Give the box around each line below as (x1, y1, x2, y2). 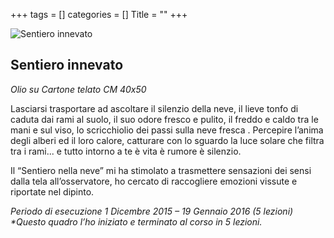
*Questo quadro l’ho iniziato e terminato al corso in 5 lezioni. (10, 215, 263, 228)
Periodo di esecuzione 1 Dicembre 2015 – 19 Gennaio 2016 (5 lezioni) (10, 205, 294, 217)
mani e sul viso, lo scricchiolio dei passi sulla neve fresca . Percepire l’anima (10, 124, 324, 136)
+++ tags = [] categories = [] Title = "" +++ (10, 9, 188, 20)
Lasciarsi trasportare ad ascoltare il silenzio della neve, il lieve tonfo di (10, 102, 299, 114)
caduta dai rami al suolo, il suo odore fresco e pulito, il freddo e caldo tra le (10, 113, 319, 125)
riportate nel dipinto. (10, 185, 95, 198)
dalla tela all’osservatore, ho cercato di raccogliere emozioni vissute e (10, 175, 298, 187)
